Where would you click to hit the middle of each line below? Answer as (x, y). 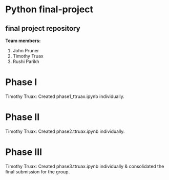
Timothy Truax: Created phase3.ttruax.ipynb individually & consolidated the (85, 166)
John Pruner (26, 51)
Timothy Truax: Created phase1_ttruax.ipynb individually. (65, 96)
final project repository (43, 28)
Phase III (24, 152)
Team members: (23, 41)
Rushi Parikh (26, 62)
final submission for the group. (38, 172)
